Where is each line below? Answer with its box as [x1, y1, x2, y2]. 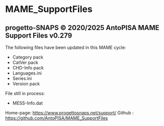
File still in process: [5, 90, 45, 96]
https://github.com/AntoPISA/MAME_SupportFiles [5, 115, 108, 121]
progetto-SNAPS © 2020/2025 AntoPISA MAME [5, 23, 159, 32]
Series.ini [12, 75, 32, 81]
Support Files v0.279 [5, 31, 72, 39]
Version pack [12, 81, 40, 86]
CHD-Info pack [12, 65, 44, 70]
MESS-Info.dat [12, 100, 43, 106]
